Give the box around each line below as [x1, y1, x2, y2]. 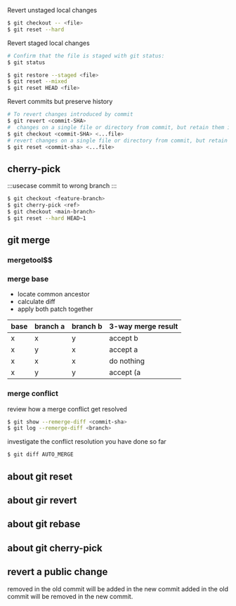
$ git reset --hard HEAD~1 [7, 214, 86, 222]
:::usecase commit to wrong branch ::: [7, 182, 117, 190]
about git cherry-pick [7, 542, 103, 554]
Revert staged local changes [7, 39, 90, 47]
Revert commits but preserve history [7, 98, 113, 106]
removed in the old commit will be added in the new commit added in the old [7, 584, 229, 593]
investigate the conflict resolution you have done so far [7, 437, 166, 446]
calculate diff [17, 298, 56, 306]
